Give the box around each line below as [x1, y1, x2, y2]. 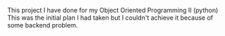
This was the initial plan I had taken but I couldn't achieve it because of [7, 13, 214, 22]
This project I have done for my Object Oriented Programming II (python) [7, 6, 219, 14]
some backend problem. [7, 21, 78, 29]
